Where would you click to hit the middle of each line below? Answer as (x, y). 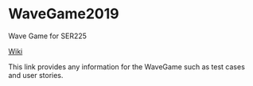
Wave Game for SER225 (48, 36)
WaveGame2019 (64, 14)
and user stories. (36, 75)
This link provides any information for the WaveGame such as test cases (127, 66)
